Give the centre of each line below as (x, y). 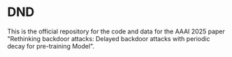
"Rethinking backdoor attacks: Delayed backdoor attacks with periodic (109, 38)
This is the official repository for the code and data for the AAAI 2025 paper (116, 31)
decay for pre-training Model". (51, 46)
